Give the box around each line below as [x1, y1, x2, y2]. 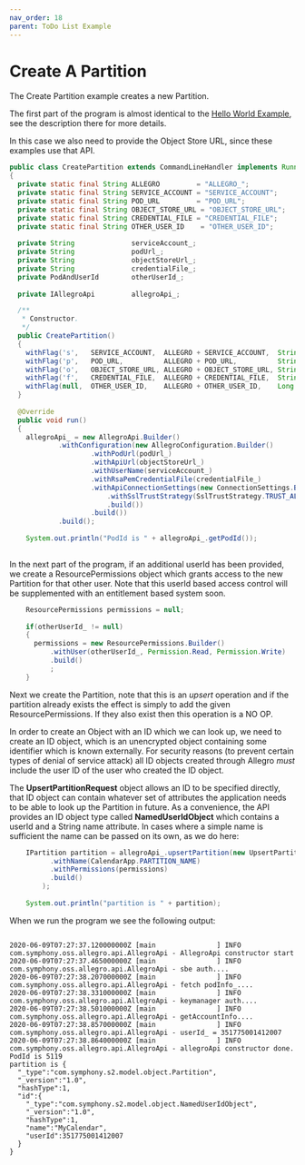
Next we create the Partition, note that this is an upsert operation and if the [9, 689, 289, 700]
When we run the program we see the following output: [9, 914, 216, 926]
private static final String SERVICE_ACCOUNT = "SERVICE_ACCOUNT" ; [17, 188, 279, 198]
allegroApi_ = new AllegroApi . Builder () [25, 432, 181, 441]
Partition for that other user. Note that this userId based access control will [9, 578, 289, 588]
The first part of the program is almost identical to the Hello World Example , [9, 108, 292, 119]
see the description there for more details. [9, 118, 167, 129]
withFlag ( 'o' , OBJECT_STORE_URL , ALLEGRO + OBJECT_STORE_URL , [25, 365, 274, 374]
